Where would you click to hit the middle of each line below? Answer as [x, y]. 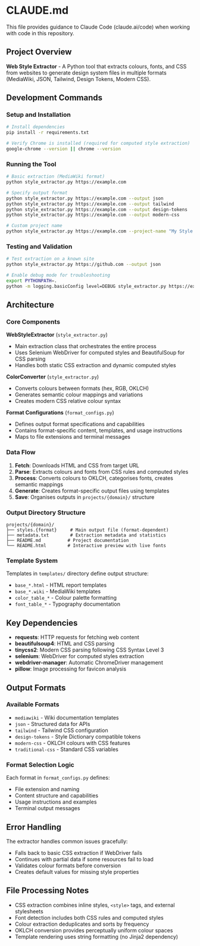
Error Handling [34, 827]
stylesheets [29, 911]
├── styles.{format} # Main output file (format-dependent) [87, 530]
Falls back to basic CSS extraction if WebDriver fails [79, 852]
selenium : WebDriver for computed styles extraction [79, 656]
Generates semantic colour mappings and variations [79, 395]
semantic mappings [39, 484]
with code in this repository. [40, 33]
